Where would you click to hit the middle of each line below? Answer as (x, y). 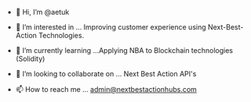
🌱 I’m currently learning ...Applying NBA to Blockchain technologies (124, 50)
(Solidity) (30, 59)
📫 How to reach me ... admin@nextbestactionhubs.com (106, 89)
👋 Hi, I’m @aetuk (42, 12)
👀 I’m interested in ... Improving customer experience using (111, 27)
